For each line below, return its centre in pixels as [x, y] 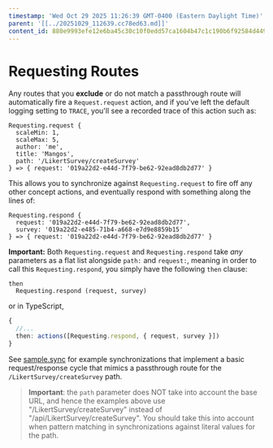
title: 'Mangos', [45, 154]
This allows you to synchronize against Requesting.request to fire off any [131, 183]
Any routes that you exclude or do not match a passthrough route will [125, 93]
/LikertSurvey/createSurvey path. [65, 376]
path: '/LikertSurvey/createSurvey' [78, 162]
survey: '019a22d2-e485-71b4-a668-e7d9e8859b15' [100, 230]
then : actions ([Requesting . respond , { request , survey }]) [118, 336]
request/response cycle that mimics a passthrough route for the [115, 368]
